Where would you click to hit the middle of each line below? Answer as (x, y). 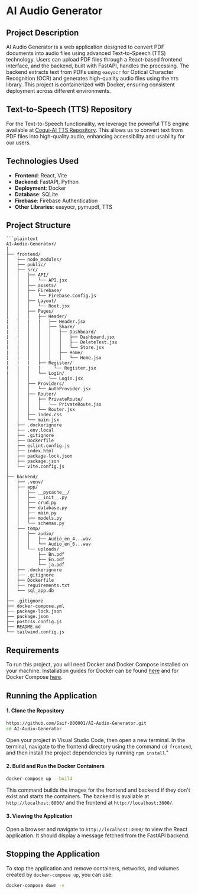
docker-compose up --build (39, 779)
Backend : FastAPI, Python (46, 182)
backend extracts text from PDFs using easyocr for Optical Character (90, 72)
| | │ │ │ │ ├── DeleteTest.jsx (62, 342)
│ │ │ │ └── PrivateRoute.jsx (54, 404)
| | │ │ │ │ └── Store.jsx (55, 348)
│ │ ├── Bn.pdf (35, 555)
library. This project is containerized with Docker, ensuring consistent (91, 85)
